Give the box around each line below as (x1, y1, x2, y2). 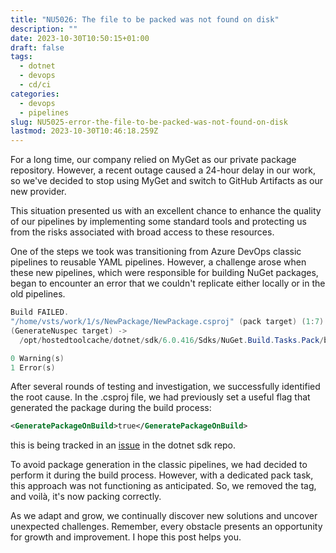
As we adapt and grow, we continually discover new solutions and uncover (10, 510, 318, 522)
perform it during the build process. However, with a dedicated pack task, (10, 469, 314, 481)
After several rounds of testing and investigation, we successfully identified (10, 381, 321, 393)
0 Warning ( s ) (10, 353, 65, 363)
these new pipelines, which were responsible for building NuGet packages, (10, 267, 319, 279)
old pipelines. (10, 288, 66, 300)
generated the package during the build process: (10, 402, 212, 414)
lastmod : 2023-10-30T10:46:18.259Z (10, 126, 159, 136)
